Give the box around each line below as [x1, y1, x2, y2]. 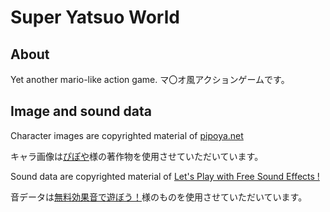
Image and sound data [10, 103, 152, 120]
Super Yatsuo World [10, 6, 180, 29]
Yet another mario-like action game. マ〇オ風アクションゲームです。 [10, 74, 290, 85]
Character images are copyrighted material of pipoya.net [10, 129, 244, 141]
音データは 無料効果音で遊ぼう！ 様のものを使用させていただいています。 [10, 191, 308, 203]
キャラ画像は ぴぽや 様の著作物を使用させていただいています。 [10, 150, 264, 162]
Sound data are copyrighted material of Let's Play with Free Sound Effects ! [10, 170, 320, 182]
